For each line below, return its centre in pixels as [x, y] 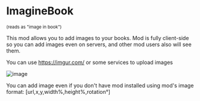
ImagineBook [40, 11]
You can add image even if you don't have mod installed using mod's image [100, 85]
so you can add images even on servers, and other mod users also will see [99, 44]
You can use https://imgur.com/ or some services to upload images [90, 62]
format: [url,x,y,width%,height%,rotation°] [58, 91]
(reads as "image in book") [34, 27]
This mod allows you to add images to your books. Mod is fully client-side [98, 38]
